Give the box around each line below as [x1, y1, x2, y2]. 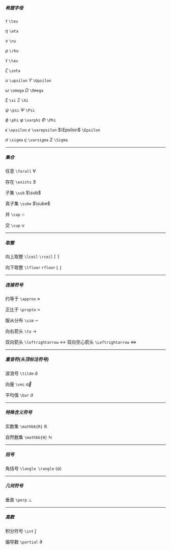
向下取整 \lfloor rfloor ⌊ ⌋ [5, 264, 62, 270]
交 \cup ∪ [5, 222, 25, 228]
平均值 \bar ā [5, 392, 34, 398]
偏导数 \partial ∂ [5, 539, 43, 545]
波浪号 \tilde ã [5, 370, 38, 376]
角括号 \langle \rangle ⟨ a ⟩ [5, 465, 62, 471]
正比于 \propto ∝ [5, 306, 41, 313]
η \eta [5, 28, 19, 34]
